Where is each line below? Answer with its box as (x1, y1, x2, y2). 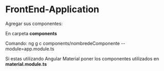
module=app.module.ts (5, 45, 55, 52)
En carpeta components (5, 30, 57, 36)
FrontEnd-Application (5, 4, 99, 15)
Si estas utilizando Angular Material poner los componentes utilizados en (5, 55, 159, 62)
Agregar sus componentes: (5, 20, 63, 27)
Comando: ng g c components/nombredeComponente (5, 40, 120, 46)
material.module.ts (5, 61, 47, 67)
